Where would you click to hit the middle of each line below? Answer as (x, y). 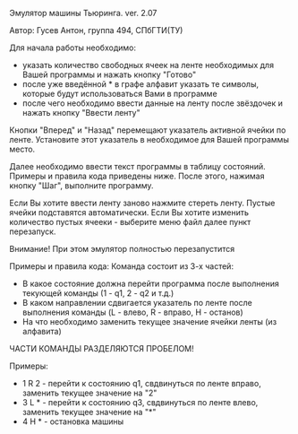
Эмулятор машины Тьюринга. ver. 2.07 (83, 13)
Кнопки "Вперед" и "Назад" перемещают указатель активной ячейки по (148, 130)
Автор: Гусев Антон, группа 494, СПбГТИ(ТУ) (96, 30)
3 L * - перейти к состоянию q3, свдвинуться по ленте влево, (140, 402)
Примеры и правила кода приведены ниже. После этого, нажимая (137, 176)
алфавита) (42, 331)
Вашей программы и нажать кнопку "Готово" (109, 74)
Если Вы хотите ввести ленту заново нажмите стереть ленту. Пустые (142, 203)
